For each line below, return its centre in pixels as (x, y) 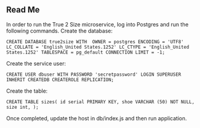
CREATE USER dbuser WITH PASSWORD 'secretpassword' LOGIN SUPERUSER (94, 75)
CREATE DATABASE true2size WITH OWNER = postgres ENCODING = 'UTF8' (95, 41)
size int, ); (23, 107)
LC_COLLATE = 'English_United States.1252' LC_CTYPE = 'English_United (98, 47)
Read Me (23, 10)
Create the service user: (36, 63)
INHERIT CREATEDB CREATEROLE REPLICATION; (60, 80)
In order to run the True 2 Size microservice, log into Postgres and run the (98, 24)
